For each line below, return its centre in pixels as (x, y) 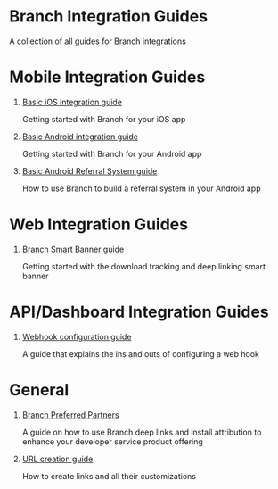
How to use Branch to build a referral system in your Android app (141, 188)
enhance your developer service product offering (112, 441)
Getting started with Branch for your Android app (112, 153)
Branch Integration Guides (108, 17)
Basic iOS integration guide (72, 102)
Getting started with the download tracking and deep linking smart (143, 266)
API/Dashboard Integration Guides (139, 312)
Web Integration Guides (99, 224)
